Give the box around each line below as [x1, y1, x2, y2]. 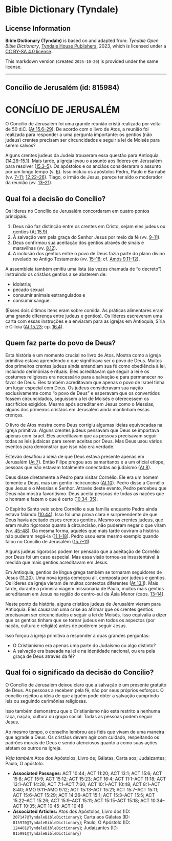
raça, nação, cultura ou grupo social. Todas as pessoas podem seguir [5, 713, 153, 719]
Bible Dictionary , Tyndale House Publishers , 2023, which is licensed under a [5, 43, 166, 49]
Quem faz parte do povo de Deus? [5, 339, 116, 347]
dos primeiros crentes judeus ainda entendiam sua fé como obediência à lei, [5, 363, 166, 369]
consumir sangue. [12, 298, 51, 304]
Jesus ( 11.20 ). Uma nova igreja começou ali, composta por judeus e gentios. [5, 574, 166, 581]
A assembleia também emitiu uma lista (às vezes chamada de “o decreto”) [5, 266, 162, 272]
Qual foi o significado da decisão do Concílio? [5, 668, 154, 677]
